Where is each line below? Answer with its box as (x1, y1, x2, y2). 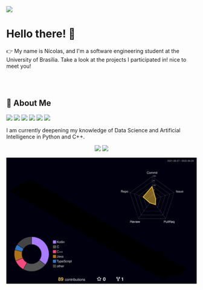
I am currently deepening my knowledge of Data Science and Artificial (6, 126, 181, 134)
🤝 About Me (6, 98, 51, 108)
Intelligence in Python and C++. (6, 133, 85, 140)
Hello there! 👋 (6, 27, 76, 41)
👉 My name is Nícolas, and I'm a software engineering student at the (6, 47, 179, 54)
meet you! (6, 62, 31, 69)
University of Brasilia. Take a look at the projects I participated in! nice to (6, 56, 187, 63)
